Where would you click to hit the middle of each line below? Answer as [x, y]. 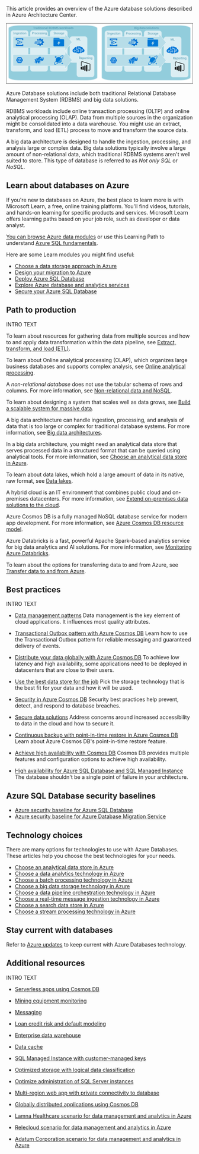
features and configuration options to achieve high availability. [91, 759]
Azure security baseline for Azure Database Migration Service [90, 816]
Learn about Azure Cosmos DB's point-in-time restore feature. [91, 741]
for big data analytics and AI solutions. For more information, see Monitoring [99, 547]
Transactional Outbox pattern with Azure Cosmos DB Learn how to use [101, 633]
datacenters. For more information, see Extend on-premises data [109, 498]
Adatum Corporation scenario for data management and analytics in [98, 1139]
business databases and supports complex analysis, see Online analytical [96, 366]
